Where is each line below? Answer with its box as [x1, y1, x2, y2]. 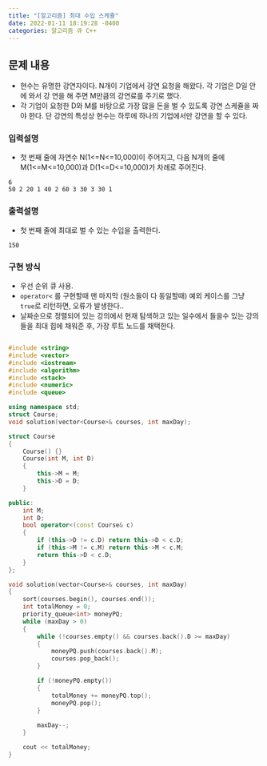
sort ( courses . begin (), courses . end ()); [22, 596, 156, 604]
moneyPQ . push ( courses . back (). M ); [50, 648, 162, 656]
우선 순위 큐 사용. [19, 281, 74, 291]
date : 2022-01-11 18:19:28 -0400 [8, 19, 120, 27]
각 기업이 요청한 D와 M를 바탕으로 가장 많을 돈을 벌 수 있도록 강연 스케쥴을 [19, 101, 251, 110]
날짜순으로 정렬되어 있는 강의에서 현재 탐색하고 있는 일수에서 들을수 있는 [19, 311, 245, 321]
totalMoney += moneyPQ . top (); [50, 692, 152, 700]
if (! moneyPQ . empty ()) [37, 677, 113, 685]
